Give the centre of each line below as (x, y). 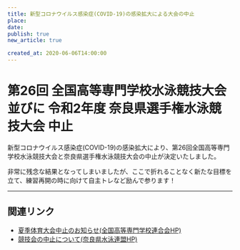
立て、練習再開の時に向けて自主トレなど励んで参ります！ (92, 180)
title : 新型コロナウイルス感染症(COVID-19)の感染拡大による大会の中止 (101, 14)
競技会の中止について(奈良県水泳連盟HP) (77, 239)
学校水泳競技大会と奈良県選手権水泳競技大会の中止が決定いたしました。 (114, 156)
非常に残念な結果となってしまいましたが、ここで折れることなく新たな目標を (120, 171)
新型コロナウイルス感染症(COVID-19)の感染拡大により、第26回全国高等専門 (119, 147)
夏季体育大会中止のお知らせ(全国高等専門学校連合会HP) (100, 230)
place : (17, 21)
